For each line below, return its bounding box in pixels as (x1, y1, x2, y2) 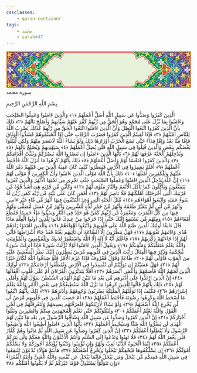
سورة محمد (6, 88, 32, 96)
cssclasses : (6, 9, 35, 15)
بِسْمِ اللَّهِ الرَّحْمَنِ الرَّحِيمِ (6, 100, 57, 107)
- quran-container (16, 15, 62, 22)
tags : (6, 22, 19, 28)
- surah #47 (16, 34, 43, 40)
